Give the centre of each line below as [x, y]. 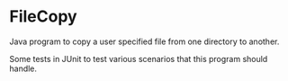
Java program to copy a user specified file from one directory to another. [144, 41]
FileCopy [44, 17]
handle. [23, 68]
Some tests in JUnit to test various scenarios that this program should [139, 58]
